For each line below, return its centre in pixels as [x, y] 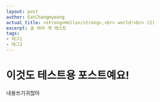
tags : [13, 34]
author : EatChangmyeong [36, 17]
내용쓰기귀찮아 [23, 93]
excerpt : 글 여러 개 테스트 [36, 28]
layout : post [22, 11]
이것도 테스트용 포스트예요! [68, 76]
